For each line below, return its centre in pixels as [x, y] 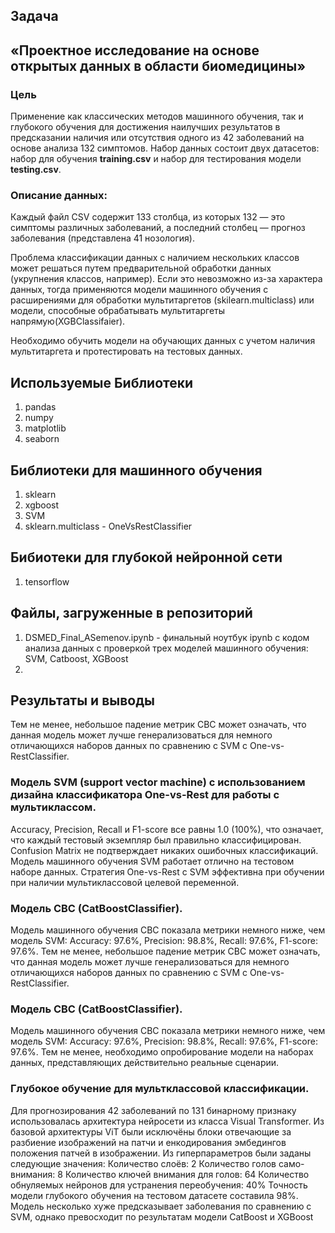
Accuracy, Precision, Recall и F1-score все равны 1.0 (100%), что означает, [167, 829]
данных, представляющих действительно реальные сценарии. [145, 1063]
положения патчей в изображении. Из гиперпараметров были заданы [161, 1153]
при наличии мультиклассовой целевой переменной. [125, 882]
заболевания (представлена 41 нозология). [102, 238]
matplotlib [45, 428]
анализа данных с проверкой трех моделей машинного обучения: [166, 648]
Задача [34, 16]
